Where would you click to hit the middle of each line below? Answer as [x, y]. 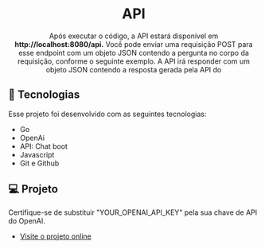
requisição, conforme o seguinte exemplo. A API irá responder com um [134, 61]
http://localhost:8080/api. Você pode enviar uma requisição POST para [134, 44]
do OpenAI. [27, 220]
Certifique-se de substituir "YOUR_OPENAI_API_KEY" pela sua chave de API [133, 212]
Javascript [37, 154]
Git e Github [39, 163]
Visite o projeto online [55, 236]
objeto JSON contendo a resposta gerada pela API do [134, 69]
